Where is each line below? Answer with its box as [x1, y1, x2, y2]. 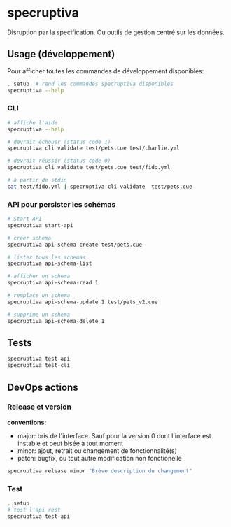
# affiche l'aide [7, 119, 58, 127]
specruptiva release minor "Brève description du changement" [7, 467, 192, 475]
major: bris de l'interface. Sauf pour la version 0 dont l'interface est [17, 431, 211, 440]
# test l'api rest [7, 506, 61, 513]
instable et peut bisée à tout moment [17, 439, 124, 447]
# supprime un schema [7, 311, 71, 318]
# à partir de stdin [7, 177, 68, 184]
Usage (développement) [7, 48, 115, 60]
